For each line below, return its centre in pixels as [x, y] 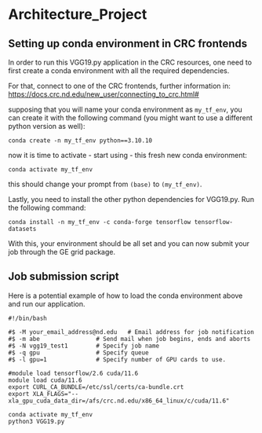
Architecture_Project [78, 15]
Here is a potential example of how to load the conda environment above [126, 295]
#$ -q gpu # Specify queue [78, 352]
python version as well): [47, 126]
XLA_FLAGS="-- [56, 394]
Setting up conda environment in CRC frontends [128, 44]
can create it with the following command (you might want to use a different [131, 118]
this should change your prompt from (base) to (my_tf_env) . [105, 184]
